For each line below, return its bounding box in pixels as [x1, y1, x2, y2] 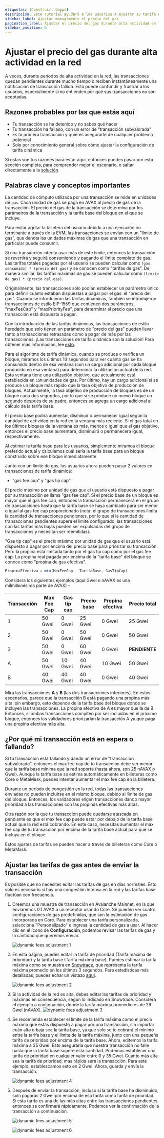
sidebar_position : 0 [5, 25, 47, 30]
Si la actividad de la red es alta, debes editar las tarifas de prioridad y [12, 992, 152, 997]
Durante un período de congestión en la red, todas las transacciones [5, 786, 143, 792]
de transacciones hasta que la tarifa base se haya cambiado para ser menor [5, 503, 158, 508]
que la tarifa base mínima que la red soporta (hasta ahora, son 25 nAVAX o [5, 766, 155, 772]
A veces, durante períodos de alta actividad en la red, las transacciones [5, 73, 149, 79]
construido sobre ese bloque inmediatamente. [5, 453, 98, 459]
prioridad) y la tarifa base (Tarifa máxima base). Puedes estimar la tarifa [12, 957, 157, 963]
